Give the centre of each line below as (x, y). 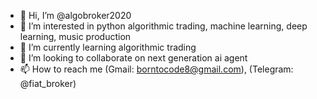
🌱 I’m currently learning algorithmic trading (108, 47)
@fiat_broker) (48, 83)
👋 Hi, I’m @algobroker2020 (75, 15)
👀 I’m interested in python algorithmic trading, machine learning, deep (163, 26)
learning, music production (75, 36)
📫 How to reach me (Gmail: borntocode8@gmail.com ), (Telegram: (156, 69)
